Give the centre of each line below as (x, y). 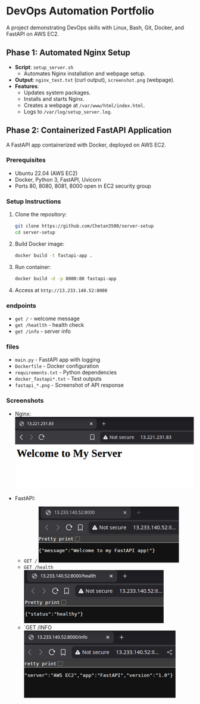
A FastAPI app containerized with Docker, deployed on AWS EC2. (86, 145)
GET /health (38, 568)
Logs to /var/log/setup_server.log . (68, 111)
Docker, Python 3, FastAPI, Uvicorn (58, 179)
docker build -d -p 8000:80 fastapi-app (65, 278)
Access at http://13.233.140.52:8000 (61, 290)
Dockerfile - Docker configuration (57, 366)
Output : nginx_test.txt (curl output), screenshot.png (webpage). (95, 79)
